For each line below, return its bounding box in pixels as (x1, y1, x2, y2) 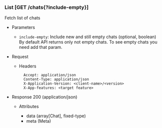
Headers (19, 63, 37, 69)
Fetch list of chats (4, 15, 40, 21)
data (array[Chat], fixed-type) (26, 113, 86, 119)
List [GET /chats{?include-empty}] (4, 4, 89, 11)
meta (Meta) (26, 118, 51, 124)
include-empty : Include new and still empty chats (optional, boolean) (19, 34, 157, 40)
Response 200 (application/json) (11, 94, 78, 100)
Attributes (19, 104, 39, 109)
